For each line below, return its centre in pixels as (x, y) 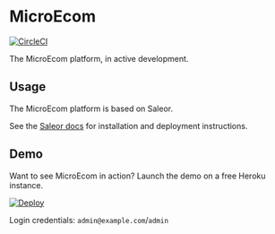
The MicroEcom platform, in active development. (99, 58)
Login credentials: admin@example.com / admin (89, 220)
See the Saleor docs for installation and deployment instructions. (129, 126)
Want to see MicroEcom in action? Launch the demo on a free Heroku (137, 176)
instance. (26, 185)
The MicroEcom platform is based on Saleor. (91, 108)
